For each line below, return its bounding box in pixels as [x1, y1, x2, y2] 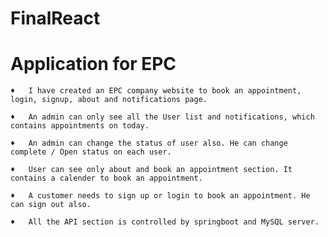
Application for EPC [10, 53, 177, 76]
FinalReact [10, 7, 101, 30]
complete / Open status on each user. [10, 147, 172, 157]
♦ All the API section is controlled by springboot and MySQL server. [10, 217, 320, 227]
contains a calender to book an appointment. [10, 173, 203, 184]
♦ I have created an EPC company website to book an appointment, [10, 86, 302, 96]
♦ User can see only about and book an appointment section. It [10, 165, 293, 175]
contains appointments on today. [10, 121, 150, 131]
